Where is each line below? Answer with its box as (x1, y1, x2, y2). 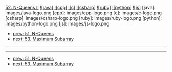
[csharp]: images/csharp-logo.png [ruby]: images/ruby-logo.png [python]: (5, 15, 162, 21)
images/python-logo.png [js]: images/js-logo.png (5, 20, 110, 27)
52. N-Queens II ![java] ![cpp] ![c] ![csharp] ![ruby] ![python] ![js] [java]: (5, 5, 156, 10)
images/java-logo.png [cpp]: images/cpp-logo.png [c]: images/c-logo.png (5, 10, 162, 16)
